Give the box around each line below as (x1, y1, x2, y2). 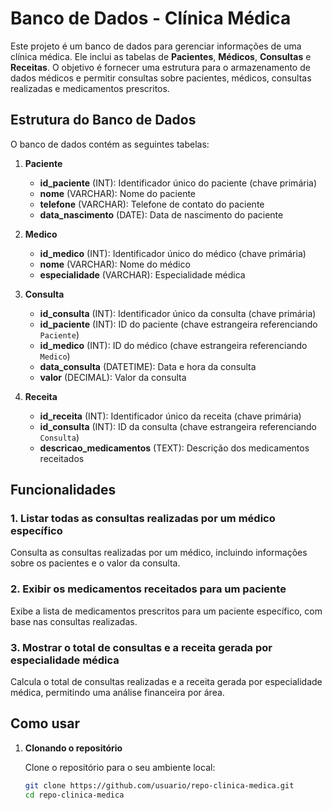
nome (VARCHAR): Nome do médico (39, 258, 191, 270)
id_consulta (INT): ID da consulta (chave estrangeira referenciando (39, 420, 317, 432)
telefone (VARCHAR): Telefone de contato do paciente (39, 198, 265, 210)
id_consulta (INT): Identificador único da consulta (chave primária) (39, 307, 317, 319)
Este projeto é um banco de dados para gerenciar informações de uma (10, 40, 302, 52)
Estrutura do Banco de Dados (10, 112, 197, 129)
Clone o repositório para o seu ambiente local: (24, 761, 216, 773)
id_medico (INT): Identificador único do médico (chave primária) (39, 247, 307, 259)
